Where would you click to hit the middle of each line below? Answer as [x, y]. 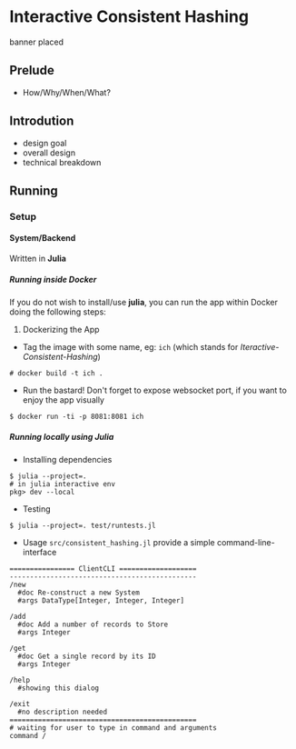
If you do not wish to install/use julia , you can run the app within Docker [144, 303]
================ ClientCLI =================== [103, 569]
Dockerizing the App [61, 330]
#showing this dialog [59, 688]
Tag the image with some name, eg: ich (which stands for [130, 347]
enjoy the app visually [63, 400]
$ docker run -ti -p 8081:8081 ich [77, 417]
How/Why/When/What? [67, 92]
